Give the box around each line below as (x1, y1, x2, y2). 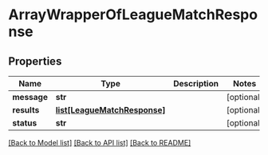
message (12, 92, 48, 102)
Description (173, 78, 219, 89)
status (12, 117, 37, 129)
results (12, 105, 40, 115)
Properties (8, 54, 62, 68)
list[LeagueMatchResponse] (55, 105, 166, 115)
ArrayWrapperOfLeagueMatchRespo (8, 6, 258, 24)
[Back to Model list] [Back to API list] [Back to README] (8, 138, 191, 147)
